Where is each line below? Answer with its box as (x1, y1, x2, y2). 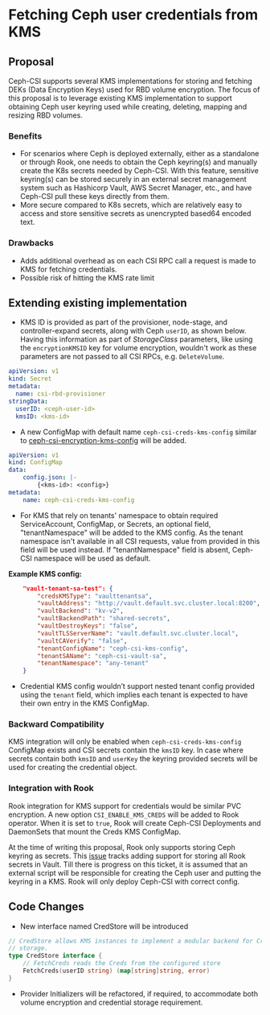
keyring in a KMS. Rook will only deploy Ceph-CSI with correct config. (8, 876, 240, 886)
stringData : (8, 397, 48, 405)
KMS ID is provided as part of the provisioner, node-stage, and (19, 317, 227, 327)
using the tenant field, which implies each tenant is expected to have (19, 690, 248, 700)
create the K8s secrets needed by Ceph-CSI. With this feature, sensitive (19, 166, 259, 176)
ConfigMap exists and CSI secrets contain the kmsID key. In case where (8, 745, 243, 755)
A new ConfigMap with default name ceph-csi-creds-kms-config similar (19, 427, 257, 437)
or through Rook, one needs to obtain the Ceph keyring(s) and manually (19, 157, 258, 167)
